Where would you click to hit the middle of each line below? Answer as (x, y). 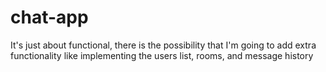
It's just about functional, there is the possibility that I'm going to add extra (163, 45)
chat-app (49, 17)
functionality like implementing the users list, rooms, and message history (162, 55)
